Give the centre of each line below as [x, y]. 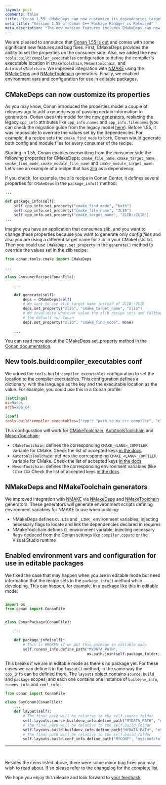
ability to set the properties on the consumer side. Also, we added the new [81, 53]
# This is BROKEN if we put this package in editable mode [85, 645]
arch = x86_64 [17, 408]
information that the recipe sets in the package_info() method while [74, 580]
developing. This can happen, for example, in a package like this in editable [82, 586]
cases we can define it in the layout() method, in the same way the [74, 668]
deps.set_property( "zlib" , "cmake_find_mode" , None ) [78, 322]
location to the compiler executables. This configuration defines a [72, 379]
